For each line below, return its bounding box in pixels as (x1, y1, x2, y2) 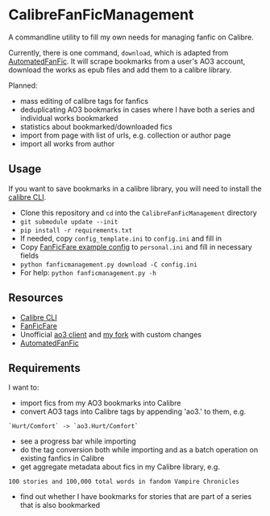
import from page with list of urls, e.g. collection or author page (19, 130, 231, 140)
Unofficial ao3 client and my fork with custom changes (19, 329, 201, 339)
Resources (8, 291, 64, 305)
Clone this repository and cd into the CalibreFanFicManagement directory (19, 208, 258, 217)
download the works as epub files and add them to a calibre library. (8, 64, 232, 74)
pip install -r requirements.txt (19, 226, 133, 234)
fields (19, 250, 39, 260)
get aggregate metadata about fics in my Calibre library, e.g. (19, 462, 220, 472)
